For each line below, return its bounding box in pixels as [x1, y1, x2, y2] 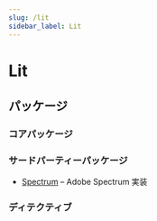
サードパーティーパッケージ [8, 154, 128, 167]
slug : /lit [8, 13, 50, 23]
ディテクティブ [8, 201, 73, 214]
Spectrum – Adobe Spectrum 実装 [21, 177, 148, 188]
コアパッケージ [8, 128, 73, 140]
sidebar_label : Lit [8, 22, 82, 31]
